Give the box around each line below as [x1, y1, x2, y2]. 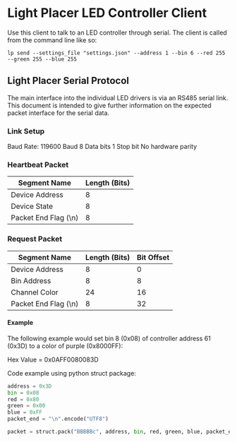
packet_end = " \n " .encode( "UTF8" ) [7, 415, 109, 423]
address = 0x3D [7, 383, 52, 390]
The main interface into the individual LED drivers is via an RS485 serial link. [7, 93, 229, 102]
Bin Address [11, 275, 51, 285]
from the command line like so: [7, 35, 97, 44]
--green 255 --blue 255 [7, 55, 78, 63]
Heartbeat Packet [7, 160, 69, 169]
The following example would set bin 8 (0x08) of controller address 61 [7, 334, 212, 342]
